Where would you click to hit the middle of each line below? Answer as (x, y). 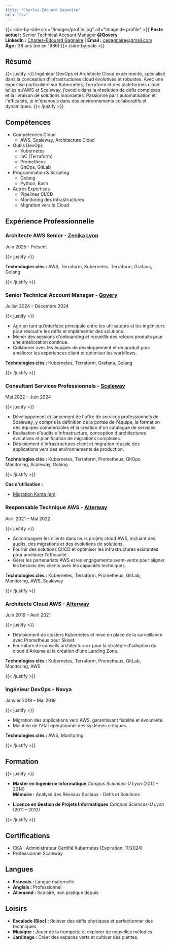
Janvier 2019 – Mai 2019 (30, 700)
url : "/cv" (17, 15)
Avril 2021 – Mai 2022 (28, 519)
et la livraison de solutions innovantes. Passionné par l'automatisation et (81, 95)
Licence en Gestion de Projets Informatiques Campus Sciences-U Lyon (88, 804)
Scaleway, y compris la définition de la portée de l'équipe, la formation (86, 422)
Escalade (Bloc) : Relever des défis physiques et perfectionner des (83, 921)
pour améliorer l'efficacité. (40, 554)
